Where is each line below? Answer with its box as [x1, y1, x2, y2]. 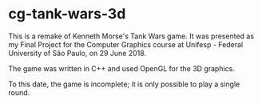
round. [8, 87, 30, 97]
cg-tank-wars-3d [8, 5, 126, 23]
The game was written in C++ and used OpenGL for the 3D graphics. [8, 63, 236, 73]
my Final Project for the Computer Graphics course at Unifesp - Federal [8, 39, 244, 49]
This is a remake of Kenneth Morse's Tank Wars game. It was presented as [8, 31, 254, 41]
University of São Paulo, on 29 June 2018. [8, 48, 146, 58]
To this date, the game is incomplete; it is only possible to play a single [8, 79, 240, 89]
